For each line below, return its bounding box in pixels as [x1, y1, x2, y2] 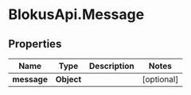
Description [88, 61, 134, 71]
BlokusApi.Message [8, 6, 145, 24]
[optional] [142, 74, 179, 85]
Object [55, 74, 82, 85]
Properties [8, 37, 62, 51]
